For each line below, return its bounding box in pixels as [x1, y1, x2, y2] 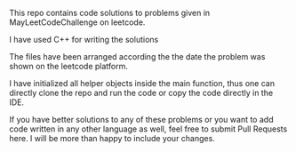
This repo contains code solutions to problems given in [9, 8, 211, 18]
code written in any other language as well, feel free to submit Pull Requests [9, 124, 288, 134]
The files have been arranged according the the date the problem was [9, 52, 266, 61]
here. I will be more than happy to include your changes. [9, 133, 215, 143]
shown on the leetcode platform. [9, 61, 129, 71]
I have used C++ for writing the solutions [9, 35, 159, 44]
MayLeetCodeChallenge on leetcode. [9, 17, 146, 28]
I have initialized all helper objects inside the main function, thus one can [9, 78, 276, 88]
